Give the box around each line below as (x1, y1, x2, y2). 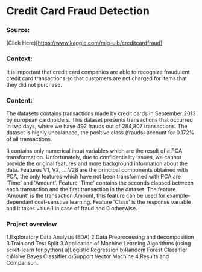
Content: (6, 96, 33, 104)
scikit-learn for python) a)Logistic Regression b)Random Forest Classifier (6, 246, 188, 254)
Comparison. (6, 259, 39, 267)
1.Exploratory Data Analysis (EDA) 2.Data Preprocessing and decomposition (6, 233, 194, 241)
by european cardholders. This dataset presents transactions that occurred (6, 116, 193, 124)
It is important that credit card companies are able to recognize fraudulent (6, 68, 190, 75)
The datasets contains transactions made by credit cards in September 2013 (6, 110, 196, 117)
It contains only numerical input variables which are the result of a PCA (6, 147, 183, 154)
